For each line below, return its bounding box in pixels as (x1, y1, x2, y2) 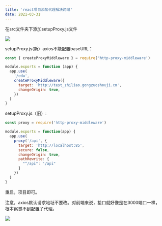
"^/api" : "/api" (23, 161, 56, 166)
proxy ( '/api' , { (14, 138, 48, 143)
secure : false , (18, 147, 50, 153)
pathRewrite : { (18, 157, 50, 161)
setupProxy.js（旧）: (5, 110, 47, 116)
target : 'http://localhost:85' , (18, 143, 84, 148)
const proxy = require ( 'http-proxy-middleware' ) (5, 120, 107, 126)
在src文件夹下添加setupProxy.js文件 (5, 26, 78, 32)
